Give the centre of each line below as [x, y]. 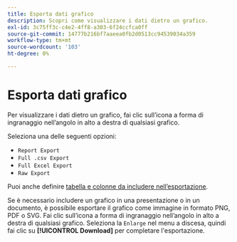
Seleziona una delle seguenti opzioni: [62, 136]
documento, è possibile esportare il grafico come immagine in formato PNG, [119, 208]
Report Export [38, 150]
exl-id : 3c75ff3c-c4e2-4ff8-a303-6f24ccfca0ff [78, 27]
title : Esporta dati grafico [51, 14]
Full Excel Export [45, 165]
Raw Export [34, 173]
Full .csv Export [43, 158]
